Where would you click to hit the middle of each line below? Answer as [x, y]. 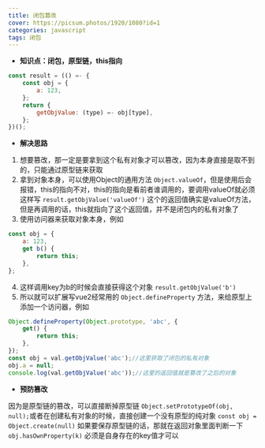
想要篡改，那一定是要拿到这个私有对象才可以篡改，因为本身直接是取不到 [137, 160]
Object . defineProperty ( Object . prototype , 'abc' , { [93, 321]
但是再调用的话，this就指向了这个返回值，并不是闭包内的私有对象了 [129, 209]
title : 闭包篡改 [32, 15]
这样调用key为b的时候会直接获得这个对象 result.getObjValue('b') [128, 287]
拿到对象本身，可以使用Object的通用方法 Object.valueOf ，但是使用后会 [136, 180]
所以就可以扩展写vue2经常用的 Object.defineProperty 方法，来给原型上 [136, 297]
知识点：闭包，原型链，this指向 [71, 61]
